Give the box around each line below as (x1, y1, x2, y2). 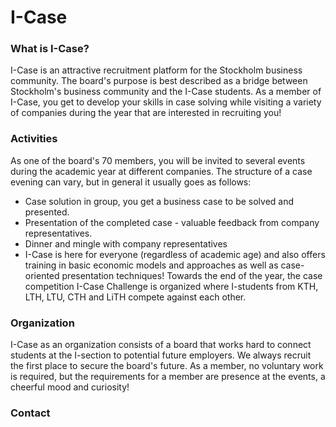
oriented (24, 269, 60, 281)
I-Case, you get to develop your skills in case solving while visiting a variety (10, 96, 322, 108)
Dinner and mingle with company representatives (24, 237, 228, 250)
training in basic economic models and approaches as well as (24, 259, 279, 271)
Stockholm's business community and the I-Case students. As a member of (10, 86, 322, 98)
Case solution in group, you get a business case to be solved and (24, 195, 295, 207)
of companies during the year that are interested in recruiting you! (10, 107, 282, 119)
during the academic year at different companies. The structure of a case (10, 165, 313, 177)
